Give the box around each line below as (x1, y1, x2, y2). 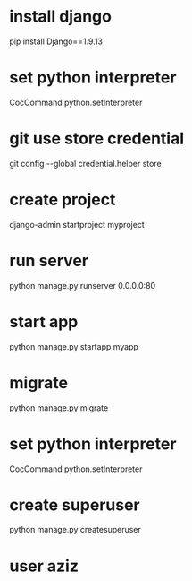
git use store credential (9, 128, 185, 149)
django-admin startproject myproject (9, 219, 145, 230)
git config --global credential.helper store (9, 158, 163, 169)
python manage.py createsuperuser (9, 525, 141, 535)
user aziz (9, 556, 79, 576)
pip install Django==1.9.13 (9, 36, 104, 47)
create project (9, 190, 116, 210)
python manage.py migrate (9, 402, 109, 413)
